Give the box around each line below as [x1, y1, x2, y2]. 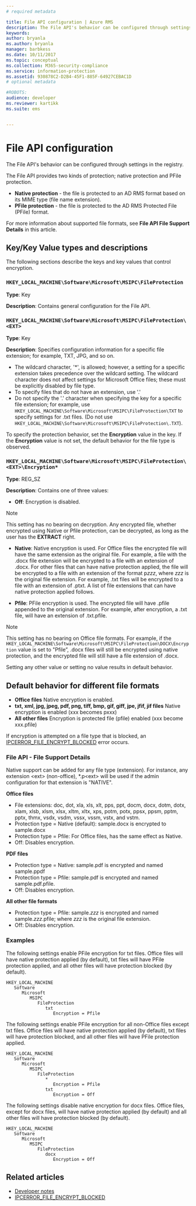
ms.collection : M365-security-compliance [6, 63, 108, 68]
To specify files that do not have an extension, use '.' [14, 388, 141, 395]
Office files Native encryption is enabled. [14, 696, 114, 703]
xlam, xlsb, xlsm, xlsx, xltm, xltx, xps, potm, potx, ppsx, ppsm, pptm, [14, 808, 178, 815]
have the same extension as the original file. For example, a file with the [14, 551, 187, 558]
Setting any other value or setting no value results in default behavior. [6, 664, 173, 671]
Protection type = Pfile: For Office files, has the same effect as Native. [14, 832, 183, 840]
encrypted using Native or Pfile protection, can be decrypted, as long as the [6, 527, 188, 535]
